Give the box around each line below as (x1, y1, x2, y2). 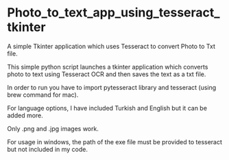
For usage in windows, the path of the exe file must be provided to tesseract (7, 137, 223, 146)
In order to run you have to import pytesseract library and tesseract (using (7, 83, 217, 91)
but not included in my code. (7, 145, 88, 153)
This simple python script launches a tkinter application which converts (7, 62, 208, 71)
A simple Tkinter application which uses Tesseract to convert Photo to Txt (7, 42, 216, 50)
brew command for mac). (7, 91, 79, 99)
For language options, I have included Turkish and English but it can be (7, 104, 208, 112)
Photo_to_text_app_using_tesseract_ (7, 5, 221, 21)
